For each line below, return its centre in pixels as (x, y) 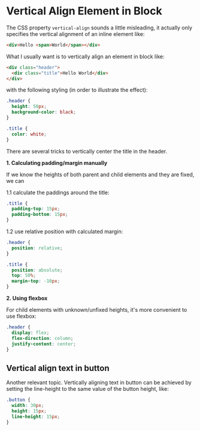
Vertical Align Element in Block (84, 11)
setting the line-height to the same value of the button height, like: (88, 389)
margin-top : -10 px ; (36, 281)
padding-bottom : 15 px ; (40, 215)
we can (15, 180)
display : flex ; (31, 333)
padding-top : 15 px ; (36, 209)
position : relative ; (37, 248)
